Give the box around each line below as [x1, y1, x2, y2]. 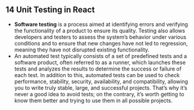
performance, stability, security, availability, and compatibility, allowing [14, 78, 189, 85]
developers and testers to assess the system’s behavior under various [14, 33, 186, 41]
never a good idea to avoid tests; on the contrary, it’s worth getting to [14, 90, 184, 97]
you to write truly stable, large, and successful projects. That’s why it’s [14, 84, 187, 91]
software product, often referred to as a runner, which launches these [14, 59, 186, 66]
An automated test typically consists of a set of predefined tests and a [14, 52, 187, 59]
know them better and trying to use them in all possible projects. [14, 97, 173, 104]
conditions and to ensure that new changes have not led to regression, [14, 39, 188, 47]
